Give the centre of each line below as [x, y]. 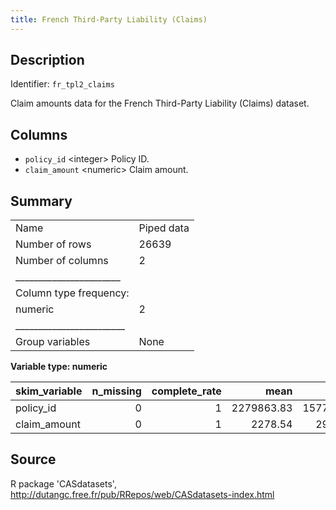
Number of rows [53, 244]
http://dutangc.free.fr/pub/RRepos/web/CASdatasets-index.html [142, 494]
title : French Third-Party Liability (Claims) [109, 19]
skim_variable [49, 391]
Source [33, 459]
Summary [41, 201]
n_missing [116, 391]
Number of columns [62, 261]
